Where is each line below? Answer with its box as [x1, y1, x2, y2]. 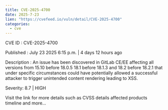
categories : [5, 21, 30, 27]
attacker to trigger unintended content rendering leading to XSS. [5, 75, 138, 81]
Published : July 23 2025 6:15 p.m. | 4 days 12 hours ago [5, 50, 122, 56]
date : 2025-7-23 [5, 12, 39, 17]
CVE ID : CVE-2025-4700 [5, 40, 58, 46]
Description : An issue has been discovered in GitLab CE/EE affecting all [5, 59, 154, 65]
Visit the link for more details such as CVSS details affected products [5, 95, 147, 101]
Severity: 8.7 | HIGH [5, 85, 46, 91]
